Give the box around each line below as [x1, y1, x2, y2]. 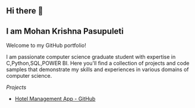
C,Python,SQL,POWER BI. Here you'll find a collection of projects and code [6, 60, 190, 67]
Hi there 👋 [6, 6, 43, 16]
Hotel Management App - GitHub [14, 96, 96, 103]
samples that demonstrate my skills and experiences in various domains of [6, 66, 189, 73]
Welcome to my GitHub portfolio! [6, 42, 86, 49]
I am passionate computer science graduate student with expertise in [6, 53, 176, 61]
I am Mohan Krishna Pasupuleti [6, 26, 124, 36]
